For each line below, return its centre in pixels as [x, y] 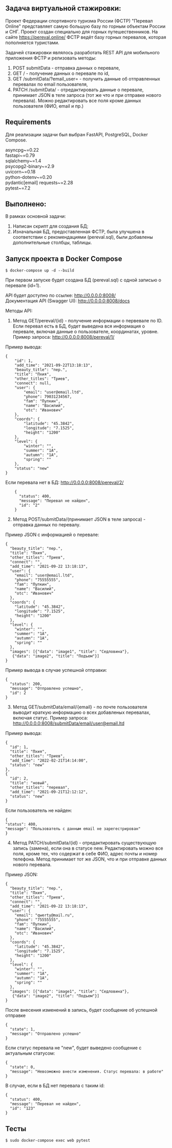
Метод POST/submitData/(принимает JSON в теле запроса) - [79, 519]
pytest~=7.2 [18, 188]
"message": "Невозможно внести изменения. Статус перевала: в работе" [87, 1072]
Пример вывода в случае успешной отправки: [56, 670]
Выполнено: [26, 204]
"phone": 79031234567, [48, 397]
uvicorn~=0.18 [20, 172]
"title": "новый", [30, 783]
